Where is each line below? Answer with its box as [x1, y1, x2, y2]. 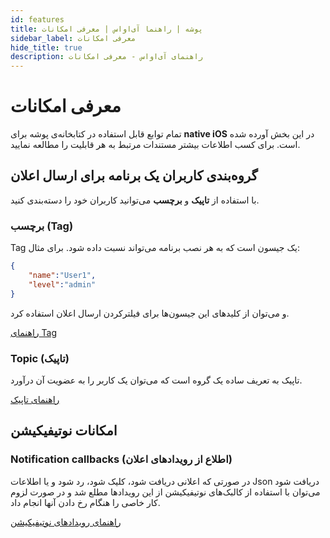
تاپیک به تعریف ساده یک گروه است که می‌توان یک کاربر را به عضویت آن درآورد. [10, 374, 303, 386]
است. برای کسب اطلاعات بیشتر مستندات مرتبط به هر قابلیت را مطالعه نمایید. [10, 139, 301, 151]
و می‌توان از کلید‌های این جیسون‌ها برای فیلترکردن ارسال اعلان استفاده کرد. [10, 307, 290, 319]
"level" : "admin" [28, 279, 97, 290]
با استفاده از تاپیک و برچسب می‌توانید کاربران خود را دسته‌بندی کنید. [10, 194, 260, 206]
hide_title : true [10, 42, 83, 53]
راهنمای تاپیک [10, 393, 60, 405]
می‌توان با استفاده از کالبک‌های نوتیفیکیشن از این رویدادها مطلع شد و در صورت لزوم [10, 486, 321, 498]
